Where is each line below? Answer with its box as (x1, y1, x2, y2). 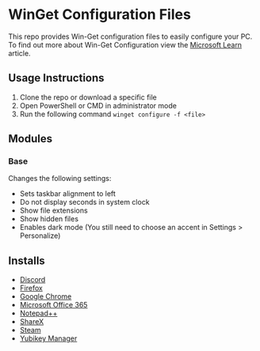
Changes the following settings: (8, 174, 112, 183)
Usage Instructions (8, 71, 105, 85)
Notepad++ (19, 308, 58, 318)
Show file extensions (19, 206, 89, 215)
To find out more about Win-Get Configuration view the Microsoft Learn (8, 40, 243, 49)
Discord (19, 275, 46, 285)
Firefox (19, 283, 44, 293)
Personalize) (19, 231, 61, 240)
